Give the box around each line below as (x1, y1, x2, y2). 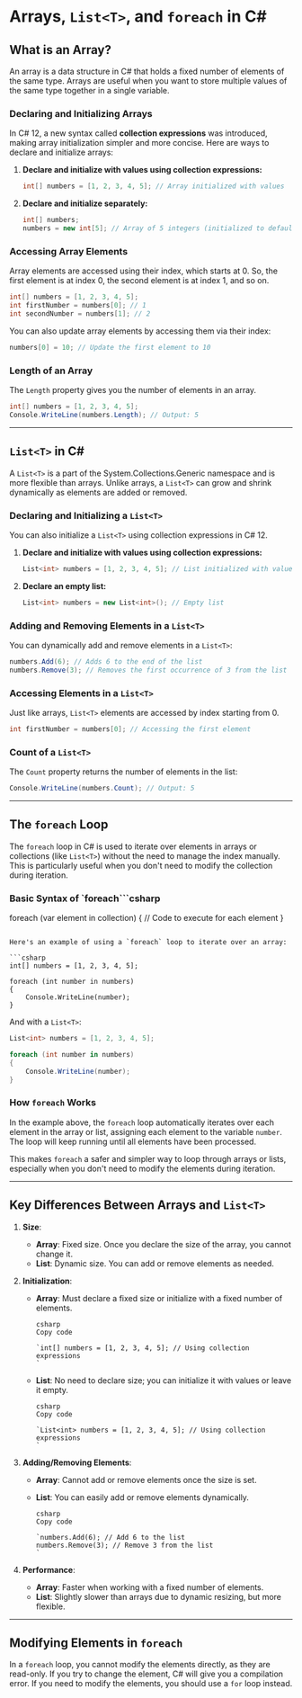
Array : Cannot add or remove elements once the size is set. (35, 1474, 258, 1485)
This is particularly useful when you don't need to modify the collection (9, 860, 273, 871)
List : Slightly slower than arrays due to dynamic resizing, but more (35, 1591, 281, 1602)
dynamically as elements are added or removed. (9, 487, 188, 497)
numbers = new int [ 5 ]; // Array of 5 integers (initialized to (22, 224, 265, 233)
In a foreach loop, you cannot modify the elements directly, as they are (9, 1659, 271, 1670)
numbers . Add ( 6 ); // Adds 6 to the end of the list (9, 657, 203, 666)
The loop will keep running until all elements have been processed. (9, 1136, 257, 1147)
